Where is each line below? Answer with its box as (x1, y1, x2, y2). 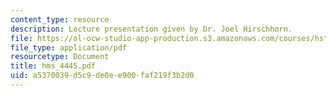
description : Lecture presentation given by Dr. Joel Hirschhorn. (10, 24, 293, 34)
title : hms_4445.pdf (10, 61, 97, 71)
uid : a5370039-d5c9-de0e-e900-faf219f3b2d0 (10, 71, 195, 81)
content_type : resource (10, 14, 110, 25)
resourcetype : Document (10, 52, 110, 62)
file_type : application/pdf (10, 42, 128, 53)
